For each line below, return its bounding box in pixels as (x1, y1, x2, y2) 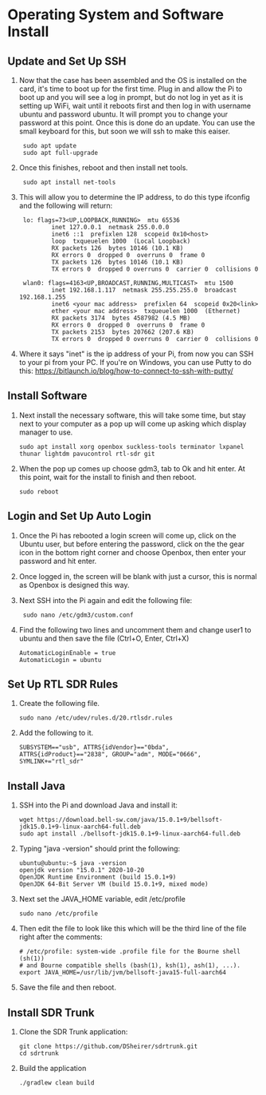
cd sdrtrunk (18, 1049, 59, 1057)
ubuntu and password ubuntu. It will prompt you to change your (18, 109, 229, 119)
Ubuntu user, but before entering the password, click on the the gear (18, 539, 244, 549)
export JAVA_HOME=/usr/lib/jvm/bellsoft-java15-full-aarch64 (18, 969, 227, 977)
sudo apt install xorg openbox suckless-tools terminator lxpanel (18, 442, 244, 450)
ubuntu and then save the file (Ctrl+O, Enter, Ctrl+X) (18, 633, 190, 643)
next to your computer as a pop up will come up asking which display (18, 419, 247, 428)
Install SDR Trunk (7, 1006, 95, 1019)
